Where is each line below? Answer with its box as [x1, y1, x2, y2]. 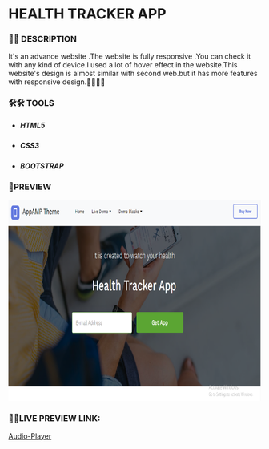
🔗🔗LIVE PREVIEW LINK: [8, 413, 101, 424]
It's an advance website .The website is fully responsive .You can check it [8, 51, 251, 61]
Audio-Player [8, 431, 52, 441]
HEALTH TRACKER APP [8, 5, 167, 23]
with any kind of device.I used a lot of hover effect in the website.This [8, 60, 238, 70]
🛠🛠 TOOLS [8, 98, 54, 109]
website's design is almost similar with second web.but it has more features [8, 69, 258, 79]
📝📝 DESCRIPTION [8, 34, 78, 45]
